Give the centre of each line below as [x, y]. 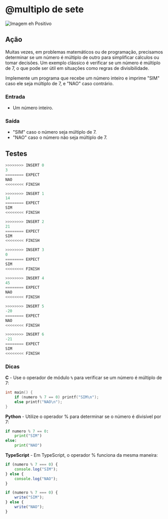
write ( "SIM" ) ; [29, 498]
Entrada [15, 96]
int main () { [19, 392]
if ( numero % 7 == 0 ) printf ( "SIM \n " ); [57, 397]
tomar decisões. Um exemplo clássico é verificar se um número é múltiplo [83, 63]
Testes [16, 153]
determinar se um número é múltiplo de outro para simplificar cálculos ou [82, 57]
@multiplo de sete [45, 9]
